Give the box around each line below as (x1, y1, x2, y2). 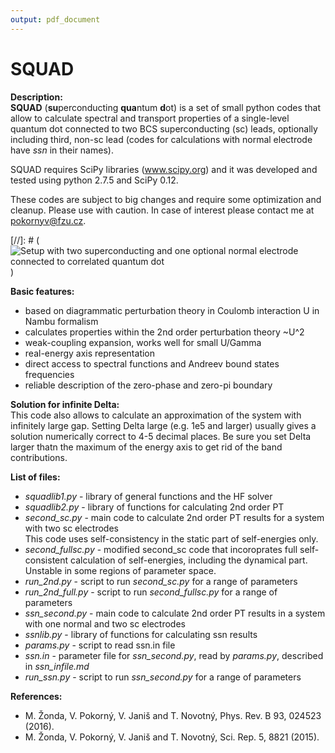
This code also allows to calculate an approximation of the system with (10, 409, 302, 421)
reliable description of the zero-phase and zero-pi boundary (24, 379, 273, 391)
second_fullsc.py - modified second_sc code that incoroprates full (24, 543, 298, 555)
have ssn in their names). (10, 144, 114, 156)
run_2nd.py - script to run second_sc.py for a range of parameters (24, 575, 298, 587)
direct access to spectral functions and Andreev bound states (24, 357, 280, 370)
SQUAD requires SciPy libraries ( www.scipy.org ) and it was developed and (10, 163, 318, 175)
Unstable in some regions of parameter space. (24, 564, 217, 576)
